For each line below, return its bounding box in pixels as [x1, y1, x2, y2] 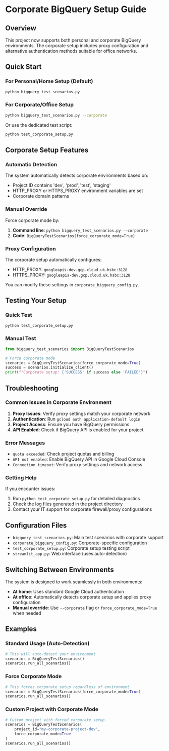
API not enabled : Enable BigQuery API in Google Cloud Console [12, 456, 145, 462]
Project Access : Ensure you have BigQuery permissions [12, 421, 130, 427]
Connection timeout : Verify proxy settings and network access [12, 462, 143, 468]
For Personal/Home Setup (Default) [5, 78, 93, 85]
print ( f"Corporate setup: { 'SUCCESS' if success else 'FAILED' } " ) [5, 370, 148, 375]
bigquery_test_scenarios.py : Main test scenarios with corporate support [12, 535, 164, 541]
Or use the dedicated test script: [5, 122, 73, 128]
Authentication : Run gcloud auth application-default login [12, 416, 140, 422]
